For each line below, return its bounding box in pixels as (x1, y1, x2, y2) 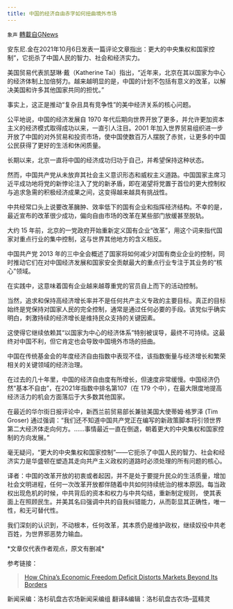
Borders (24, 580, 47, 588)
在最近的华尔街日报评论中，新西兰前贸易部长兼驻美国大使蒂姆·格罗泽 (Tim (7, 407, 218, 415)
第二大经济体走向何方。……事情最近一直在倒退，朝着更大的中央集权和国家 (7, 424, 218, 433)
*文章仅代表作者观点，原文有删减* (7, 544, 105, 552)
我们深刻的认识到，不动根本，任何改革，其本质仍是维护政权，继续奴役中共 (7, 521, 220, 529)
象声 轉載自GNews (7, 30, 59, 38)
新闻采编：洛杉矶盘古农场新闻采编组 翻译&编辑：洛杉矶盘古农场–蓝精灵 (7, 594, 210, 603)
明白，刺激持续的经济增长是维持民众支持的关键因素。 (7, 314, 159, 322)
